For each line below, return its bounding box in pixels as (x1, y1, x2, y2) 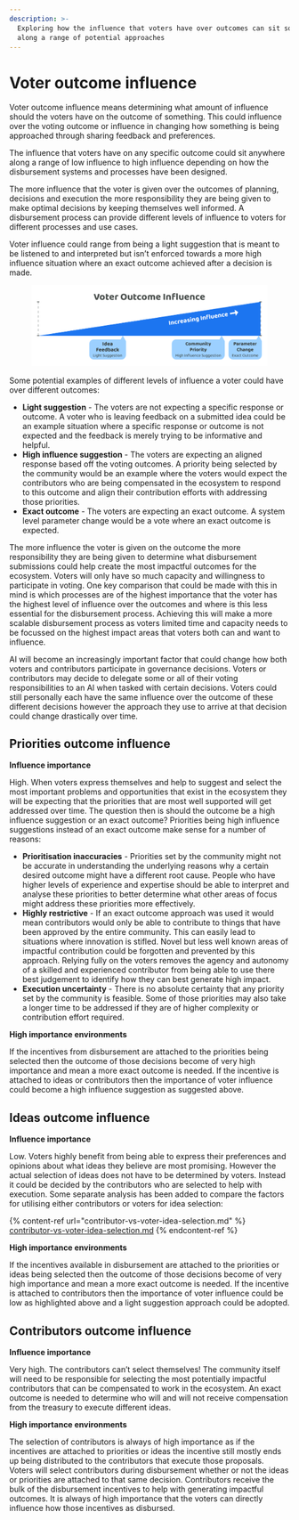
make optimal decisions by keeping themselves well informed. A (9, 203, 245, 214)
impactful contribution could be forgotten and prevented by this (21, 946, 255, 956)
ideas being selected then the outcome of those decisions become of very (9, 1269, 282, 1280)
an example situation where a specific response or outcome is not (21, 420, 264, 431)
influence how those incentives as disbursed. (9, 1503, 175, 1514)
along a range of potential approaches (17, 33, 166, 42)
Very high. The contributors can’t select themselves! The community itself (9, 1364, 280, 1375)
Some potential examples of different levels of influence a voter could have (9, 375, 285, 386)
